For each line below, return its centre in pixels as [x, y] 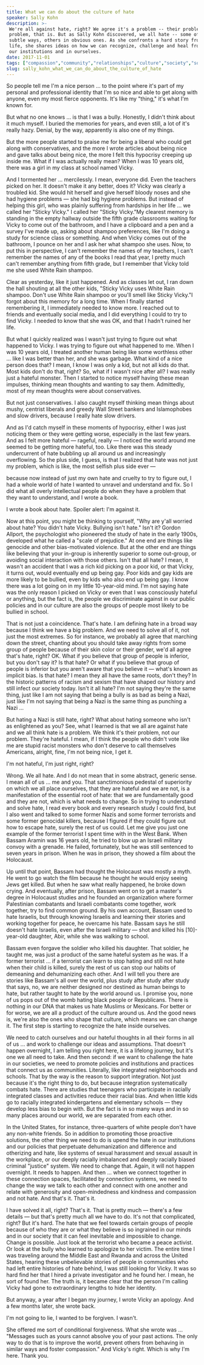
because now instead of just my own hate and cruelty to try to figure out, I [99, 478]
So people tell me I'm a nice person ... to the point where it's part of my [95, 86]
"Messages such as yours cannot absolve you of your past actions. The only [102, 1336]
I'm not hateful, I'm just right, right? [50, 764]
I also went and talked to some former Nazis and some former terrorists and [101, 815]
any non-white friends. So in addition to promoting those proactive [90, 1133]
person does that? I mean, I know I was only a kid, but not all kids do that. [98, 365]
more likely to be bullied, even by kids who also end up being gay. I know [97, 580]
